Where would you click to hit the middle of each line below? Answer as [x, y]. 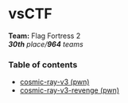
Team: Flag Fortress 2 [45, 36]
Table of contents [43, 64]
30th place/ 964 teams [46, 44]
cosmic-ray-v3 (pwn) [54, 82]
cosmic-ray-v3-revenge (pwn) [70, 90]
